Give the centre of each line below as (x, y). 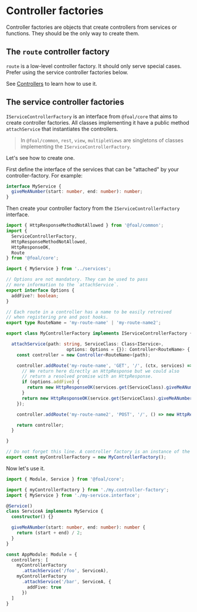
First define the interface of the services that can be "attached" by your (93, 169)
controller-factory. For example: (45, 175)
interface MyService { (34, 186)
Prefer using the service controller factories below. (67, 72)
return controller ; (40, 425)
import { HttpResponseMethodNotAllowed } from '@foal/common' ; (85, 225)
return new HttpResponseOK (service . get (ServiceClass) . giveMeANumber (107, 398)
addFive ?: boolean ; (35, 296)
